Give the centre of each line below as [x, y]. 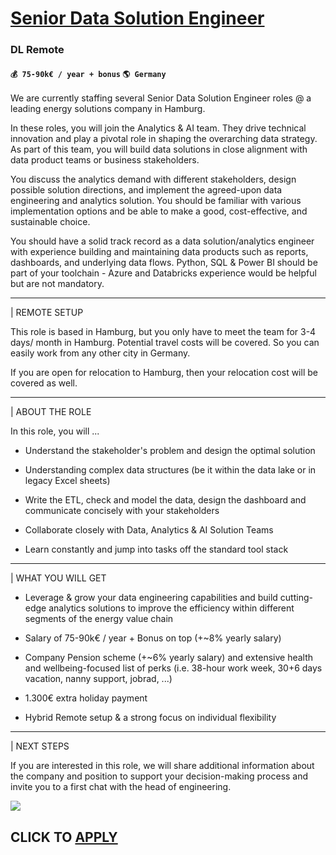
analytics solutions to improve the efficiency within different [171, 608]
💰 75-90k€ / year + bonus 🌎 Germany [88, 74]
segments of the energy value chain [99, 619]
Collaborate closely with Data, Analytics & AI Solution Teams [149, 530]
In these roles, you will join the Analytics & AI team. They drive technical [158, 128]
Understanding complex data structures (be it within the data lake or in [170, 470]
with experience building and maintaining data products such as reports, [159, 252]
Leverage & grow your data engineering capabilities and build [151, 598]
